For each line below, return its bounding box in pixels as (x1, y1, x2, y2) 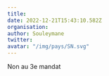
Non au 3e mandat (7, 63, 61, 70)
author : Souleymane (7, 30, 65, 37)
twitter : (7, 37, 33, 44)
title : (7, 10, 27, 18)
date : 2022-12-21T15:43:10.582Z (7, 17, 102, 24)
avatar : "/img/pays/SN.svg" (7, 43, 90, 50)
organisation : (7, 23, 49, 30)
